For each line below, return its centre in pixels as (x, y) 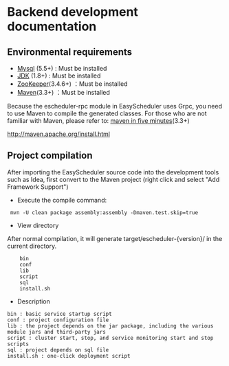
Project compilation (50, 156)
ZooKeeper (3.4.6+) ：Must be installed (72, 84)
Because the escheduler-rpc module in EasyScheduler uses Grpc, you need (115, 106)
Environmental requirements (70, 52)
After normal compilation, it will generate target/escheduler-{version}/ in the (115, 238)
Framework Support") (38, 187)
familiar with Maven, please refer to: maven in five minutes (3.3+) (99, 121)
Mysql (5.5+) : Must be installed (62, 68)
